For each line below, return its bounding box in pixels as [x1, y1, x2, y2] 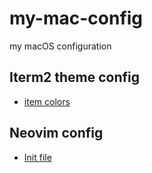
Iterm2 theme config [9, 69, 141, 86]
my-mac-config [9, 7, 144, 30]
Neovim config [9, 125, 104, 142]
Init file [23, 151, 52, 163]
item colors [23, 95, 71, 107]
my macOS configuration [9, 40, 112, 52]
